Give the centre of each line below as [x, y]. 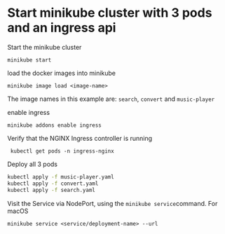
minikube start [29, 60]
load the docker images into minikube [61, 73]
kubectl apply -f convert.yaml [53, 184]
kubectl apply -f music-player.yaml [61, 177]
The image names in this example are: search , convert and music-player [111, 99]
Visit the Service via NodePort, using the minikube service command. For [112, 203]
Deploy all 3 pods [33, 164]
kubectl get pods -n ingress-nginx [62, 151]
